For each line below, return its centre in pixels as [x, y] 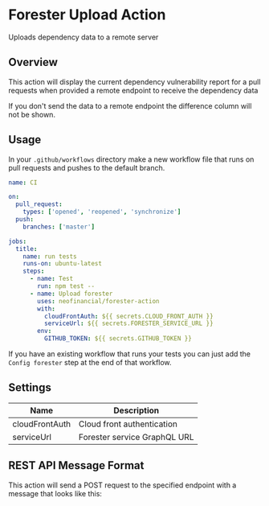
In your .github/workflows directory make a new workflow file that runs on [131, 159]
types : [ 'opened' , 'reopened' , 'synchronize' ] [102, 212]
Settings [30, 388]
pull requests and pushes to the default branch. [87, 167]
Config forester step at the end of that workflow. [90, 363]
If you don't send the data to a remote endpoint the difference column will [130, 105]
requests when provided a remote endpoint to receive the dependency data [133, 90]
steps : [34, 271]
